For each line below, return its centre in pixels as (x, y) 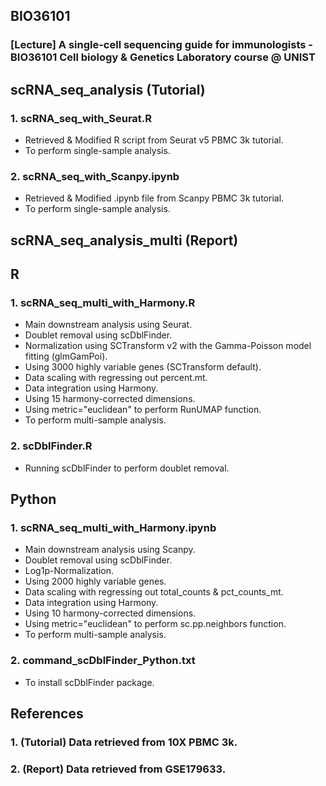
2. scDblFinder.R (51, 446)
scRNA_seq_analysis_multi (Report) (124, 240)
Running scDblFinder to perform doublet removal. (127, 468)
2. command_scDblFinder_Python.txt (103, 661)
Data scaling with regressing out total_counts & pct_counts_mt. (154, 592)
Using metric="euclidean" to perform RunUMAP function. (143, 410)
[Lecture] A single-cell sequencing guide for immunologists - (162, 45)
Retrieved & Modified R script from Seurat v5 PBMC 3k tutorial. (154, 140)
